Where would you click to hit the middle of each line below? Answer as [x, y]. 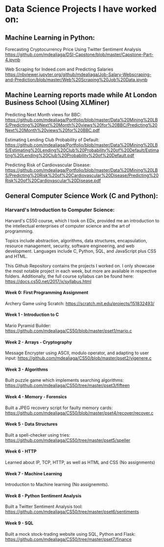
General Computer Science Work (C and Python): [82, 196]
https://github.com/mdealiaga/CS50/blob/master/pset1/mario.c [69, 331]
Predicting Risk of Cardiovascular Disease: [48, 165]
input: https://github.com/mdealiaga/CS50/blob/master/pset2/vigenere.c [78, 358]
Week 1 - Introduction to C [32, 314]
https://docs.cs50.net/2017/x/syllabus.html [48, 281]
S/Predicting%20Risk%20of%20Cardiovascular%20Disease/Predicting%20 [82, 175]
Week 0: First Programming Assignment [47, 292]
